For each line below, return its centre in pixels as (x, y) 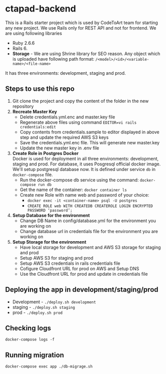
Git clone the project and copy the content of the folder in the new (80, 101)
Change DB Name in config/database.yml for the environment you (88, 221)
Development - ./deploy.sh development (54, 302)
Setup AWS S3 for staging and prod (56, 258)
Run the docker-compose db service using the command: (79, 180)
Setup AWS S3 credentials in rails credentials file (70, 263)
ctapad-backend (41, 9)
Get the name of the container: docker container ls (73, 190)
